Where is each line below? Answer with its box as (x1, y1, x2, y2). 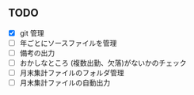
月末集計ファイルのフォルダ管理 (19, 68, 124, 78)
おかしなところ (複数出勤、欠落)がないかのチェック (19, 59, 187, 67)
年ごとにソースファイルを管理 (19, 38, 117, 47)
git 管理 (19, 28, 45, 38)
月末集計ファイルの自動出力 (19, 78, 111, 88)
